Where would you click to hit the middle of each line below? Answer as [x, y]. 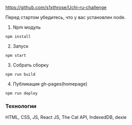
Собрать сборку [31, 65]
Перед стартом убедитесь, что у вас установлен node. [65, 17]
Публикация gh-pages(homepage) [50, 84]
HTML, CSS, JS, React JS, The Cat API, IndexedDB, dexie [66, 117]
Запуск [21, 46]
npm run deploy [22, 93]
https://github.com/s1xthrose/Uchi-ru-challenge [56, 7]
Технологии [21, 106]
